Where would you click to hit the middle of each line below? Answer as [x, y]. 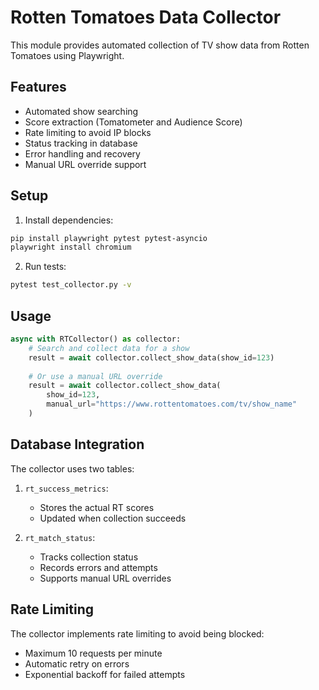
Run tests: [45, 267]
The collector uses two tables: [72, 468]
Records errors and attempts [98, 567]
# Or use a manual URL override [95, 376]
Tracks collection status [89, 557]
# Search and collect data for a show [109, 348]
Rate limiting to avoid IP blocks [88, 132]
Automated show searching [81, 111]
